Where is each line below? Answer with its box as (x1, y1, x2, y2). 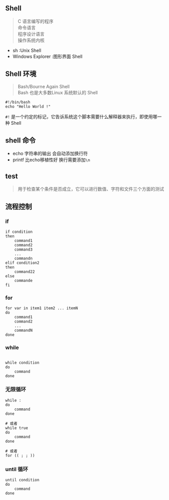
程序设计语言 (17, 30, 45, 37)
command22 (14, 269, 35, 274)
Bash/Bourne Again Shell (17, 83, 70, 89)
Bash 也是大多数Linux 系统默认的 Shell (17, 89, 98, 95)
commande (14, 278, 33, 283)
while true (5, 425, 28, 431)
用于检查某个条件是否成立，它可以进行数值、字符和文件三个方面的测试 (17, 186, 164, 192)
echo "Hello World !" (5, 104, 51, 109)
